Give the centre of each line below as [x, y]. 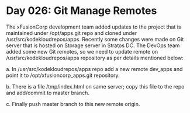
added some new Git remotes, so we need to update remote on [82, 51]
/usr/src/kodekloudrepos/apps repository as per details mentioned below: [95, 58]
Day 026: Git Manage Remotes [82, 11]
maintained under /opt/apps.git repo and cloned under [72, 33]
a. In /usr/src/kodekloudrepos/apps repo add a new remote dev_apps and [94, 69]
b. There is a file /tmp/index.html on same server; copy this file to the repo [95, 86]
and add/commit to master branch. [48, 93]
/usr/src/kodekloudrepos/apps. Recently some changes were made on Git [95, 39]
